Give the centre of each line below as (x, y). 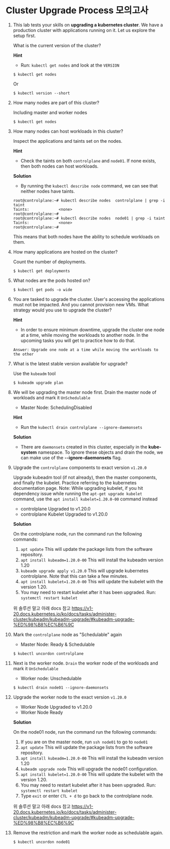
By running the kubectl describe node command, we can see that (89, 185)
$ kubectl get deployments (41, 271)
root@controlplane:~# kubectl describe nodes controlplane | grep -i (89, 200)
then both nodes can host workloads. (59, 166)
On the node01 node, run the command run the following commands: (85, 732)
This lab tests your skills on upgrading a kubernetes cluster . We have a (88, 25)
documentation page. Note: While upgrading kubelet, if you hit (78, 488)
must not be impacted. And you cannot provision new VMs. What (81, 304)
